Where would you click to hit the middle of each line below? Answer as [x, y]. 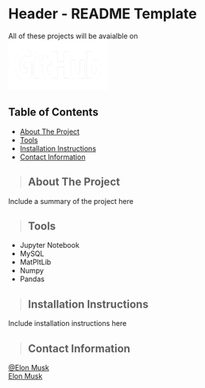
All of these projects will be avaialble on [73, 36]
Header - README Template [102, 14]
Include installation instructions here [68, 323]
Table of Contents [54, 112]
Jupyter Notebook [49, 245]
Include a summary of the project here [71, 201]
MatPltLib [35, 262]
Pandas [32, 279]
